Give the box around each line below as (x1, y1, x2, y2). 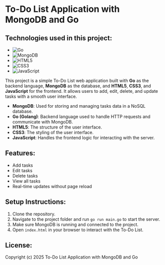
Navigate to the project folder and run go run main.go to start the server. (12, 216, 161, 222)
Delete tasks (12, 173, 38, 179)
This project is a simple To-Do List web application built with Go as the (5, 78, 149, 83)
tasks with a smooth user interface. (5, 93, 77, 99)
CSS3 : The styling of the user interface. (12, 130, 94, 135)
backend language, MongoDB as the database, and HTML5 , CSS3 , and (5, 83, 151, 89)
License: (5, 241, 32, 250)
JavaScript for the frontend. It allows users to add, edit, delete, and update (5, 88, 159, 94)
